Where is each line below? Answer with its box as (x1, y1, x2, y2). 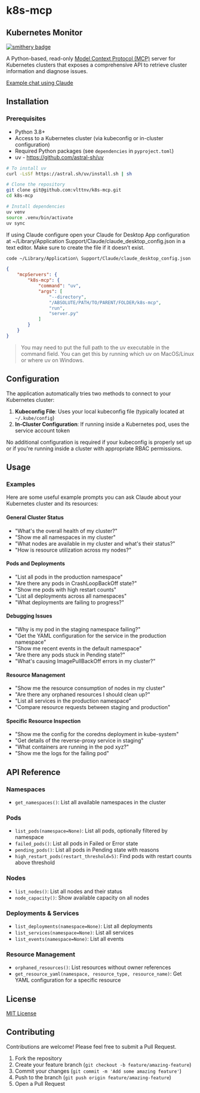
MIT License (6, 1010, 37, 1017)
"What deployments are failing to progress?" (14, 598, 124, 605)
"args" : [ (38, 288, 63, 294)
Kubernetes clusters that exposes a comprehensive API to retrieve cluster (6, 61, 187, 68)
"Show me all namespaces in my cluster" (14, 534, 116, 541)
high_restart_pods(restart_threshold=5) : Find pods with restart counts (14, 853, 192, 860)
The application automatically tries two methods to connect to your (6, 390, 171, 397)
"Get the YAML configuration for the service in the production (14, 632, 167, 639)
